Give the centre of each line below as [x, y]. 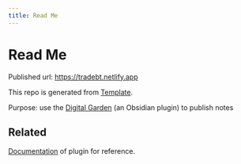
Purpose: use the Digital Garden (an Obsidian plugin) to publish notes [121, 107]
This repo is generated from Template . [70, 92]
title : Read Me [33, 15]
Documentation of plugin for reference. [72, 151]
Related [28, 132]
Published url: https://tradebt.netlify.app [73, 77]
